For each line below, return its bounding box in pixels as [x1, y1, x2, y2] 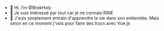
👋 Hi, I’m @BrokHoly [9, 5, 51, 10]
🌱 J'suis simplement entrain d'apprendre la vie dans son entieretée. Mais [9, 15, 159, 21]
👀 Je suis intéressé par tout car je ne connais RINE [9, 10, 113, 16]
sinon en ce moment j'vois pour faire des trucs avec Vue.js [9, 20, 130, 26]
